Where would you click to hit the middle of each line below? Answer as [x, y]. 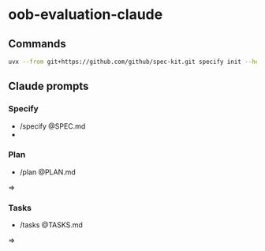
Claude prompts [49, 86]
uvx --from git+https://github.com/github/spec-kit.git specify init [125, 62]
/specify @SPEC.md [52, 126]
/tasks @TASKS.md [51, 225]
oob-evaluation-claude [86, 15]
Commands [37, 44]
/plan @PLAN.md [48, 172]
